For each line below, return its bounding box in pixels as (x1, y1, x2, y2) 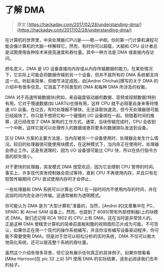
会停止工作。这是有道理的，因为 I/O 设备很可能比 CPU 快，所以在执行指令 (5, 147, 153, 153)
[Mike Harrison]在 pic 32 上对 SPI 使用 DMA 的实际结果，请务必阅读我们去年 (5, 255, 159, 261)
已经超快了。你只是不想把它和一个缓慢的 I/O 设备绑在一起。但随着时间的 (5, 113, 150, 118)
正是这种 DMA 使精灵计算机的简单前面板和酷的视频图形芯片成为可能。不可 (5, 221, 155, 227)
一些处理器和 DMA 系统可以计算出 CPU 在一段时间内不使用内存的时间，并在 (5, 186, 157, 192)
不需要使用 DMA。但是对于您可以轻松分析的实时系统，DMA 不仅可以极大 (9, 233, 156, 239)
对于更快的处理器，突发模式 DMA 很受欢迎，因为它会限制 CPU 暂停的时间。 (5, 164, 157, 170)
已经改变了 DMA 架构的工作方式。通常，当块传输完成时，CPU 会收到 (18, 118, 156, 124)
